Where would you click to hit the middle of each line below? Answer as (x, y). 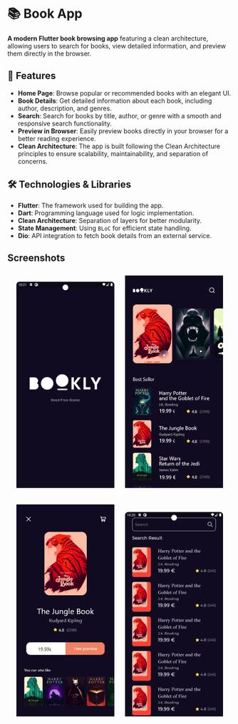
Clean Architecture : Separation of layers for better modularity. (109, 220)
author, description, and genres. (64, 108)
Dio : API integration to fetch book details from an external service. (115, 235)
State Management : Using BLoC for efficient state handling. (104, 228)
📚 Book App (45, 14)
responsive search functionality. (65, 123)
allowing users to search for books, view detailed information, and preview (117, 46)
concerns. (32, 161)
